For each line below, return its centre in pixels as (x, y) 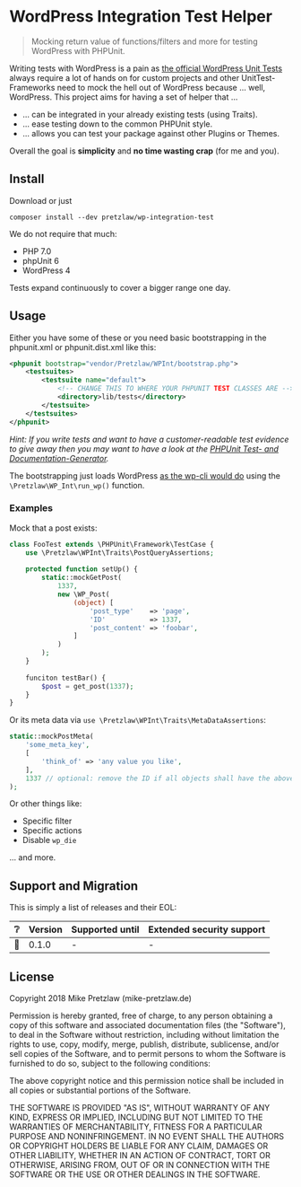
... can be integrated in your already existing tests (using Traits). (140, 114)
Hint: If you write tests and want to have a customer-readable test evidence (149, 439)
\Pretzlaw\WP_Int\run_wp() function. (77, 485)
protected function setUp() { (82, 569)
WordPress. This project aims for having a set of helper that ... (124, 97)
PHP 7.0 (37, 251)
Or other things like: (46, 804)
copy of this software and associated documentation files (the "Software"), (148, 1025)
